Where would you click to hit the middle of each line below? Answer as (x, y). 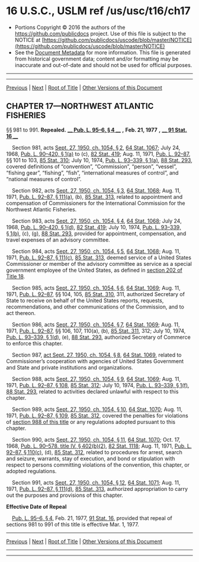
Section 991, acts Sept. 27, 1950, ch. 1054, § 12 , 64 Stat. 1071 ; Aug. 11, (96, 482)
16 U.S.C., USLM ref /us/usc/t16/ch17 (98, 11)
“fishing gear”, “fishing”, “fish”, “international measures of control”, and (92, 172)
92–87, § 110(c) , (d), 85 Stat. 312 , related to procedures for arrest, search (94, 452)
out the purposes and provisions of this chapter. (65, 495)
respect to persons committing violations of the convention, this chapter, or (98, 465)
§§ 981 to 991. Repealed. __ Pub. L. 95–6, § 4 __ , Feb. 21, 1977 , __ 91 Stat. (97, 130)
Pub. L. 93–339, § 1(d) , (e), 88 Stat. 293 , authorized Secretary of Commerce (98, 337)
